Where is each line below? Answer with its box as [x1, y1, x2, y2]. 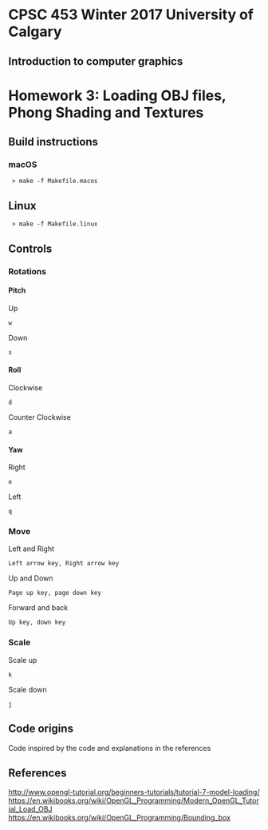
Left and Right [8, 544, 54, 553]
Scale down [8, 684, 47, 694]
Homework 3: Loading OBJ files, [8, 86, 227, 105]
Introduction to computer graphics [8, 54, 183, 68]
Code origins [8, 722, 74, 736]
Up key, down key [8, 618, 66, 627]
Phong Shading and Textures [8, 103, 204, 122]
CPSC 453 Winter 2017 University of [8, 6, 254, 24]
